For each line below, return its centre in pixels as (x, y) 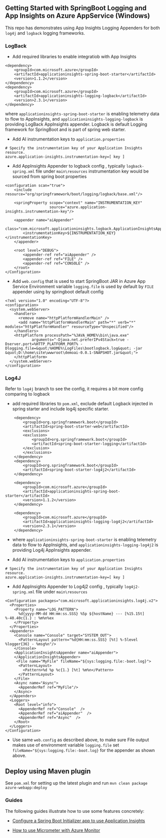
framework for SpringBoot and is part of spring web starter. (65, 130)
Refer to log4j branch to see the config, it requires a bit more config (74, 389)
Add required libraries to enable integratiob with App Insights (74, 57)
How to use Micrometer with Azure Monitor (56, 830)
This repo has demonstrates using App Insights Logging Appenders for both (83, 28)
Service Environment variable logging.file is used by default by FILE (83, 287)
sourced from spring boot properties (49, 176)
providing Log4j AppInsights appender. (52, 550)
